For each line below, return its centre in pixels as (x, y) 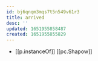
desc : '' (17, 23)
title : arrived (25, 18)
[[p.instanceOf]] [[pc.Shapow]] (54, 51)
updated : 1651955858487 (36, 29)
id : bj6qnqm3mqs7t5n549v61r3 (43, 12)
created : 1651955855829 (36, 34)
